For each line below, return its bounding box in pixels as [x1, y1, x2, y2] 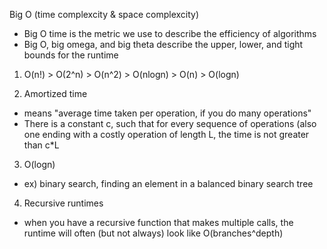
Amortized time [23, 88, 88, 99]
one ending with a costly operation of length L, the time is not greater [23, 129, 310, 140]
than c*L [23, 139, 60, 151]
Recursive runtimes [23, 197, 104, 209]
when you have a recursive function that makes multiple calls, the [23, 217, 294, 228]
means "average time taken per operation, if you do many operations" [23, 107, 312, 119]
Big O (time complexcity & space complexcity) [9, 9, 200, 20]
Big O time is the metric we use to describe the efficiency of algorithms [23, 28, 317, 39]
